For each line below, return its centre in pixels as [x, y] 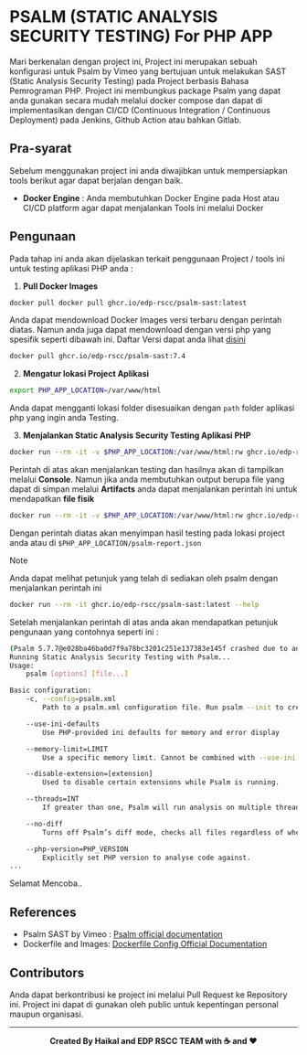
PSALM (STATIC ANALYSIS [114, 17]
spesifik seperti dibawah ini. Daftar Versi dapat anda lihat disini [128, 339]
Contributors [47, 972]
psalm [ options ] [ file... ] [77, 674]
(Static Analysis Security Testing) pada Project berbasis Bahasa [129, 80]
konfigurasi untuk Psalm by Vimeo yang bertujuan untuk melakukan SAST [148, 71]
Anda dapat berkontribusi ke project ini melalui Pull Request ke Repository [148, 995]
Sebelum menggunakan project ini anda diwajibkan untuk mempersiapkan [148, 170]
